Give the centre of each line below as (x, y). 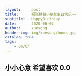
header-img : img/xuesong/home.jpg (40, 33)
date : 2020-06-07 (29, 23)
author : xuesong (26, 28)
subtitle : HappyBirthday (33, 19)
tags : (11, 42)
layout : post (23, 10)
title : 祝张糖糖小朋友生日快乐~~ (41, 14)
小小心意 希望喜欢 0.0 (38, 68)
